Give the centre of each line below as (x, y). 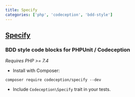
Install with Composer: (36, 71)
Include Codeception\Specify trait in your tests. (62, 89)
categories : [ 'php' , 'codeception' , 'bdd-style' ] (59, 15)
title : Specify (21, 10)
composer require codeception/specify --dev (53, 80)
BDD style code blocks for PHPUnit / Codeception (68, 50)
